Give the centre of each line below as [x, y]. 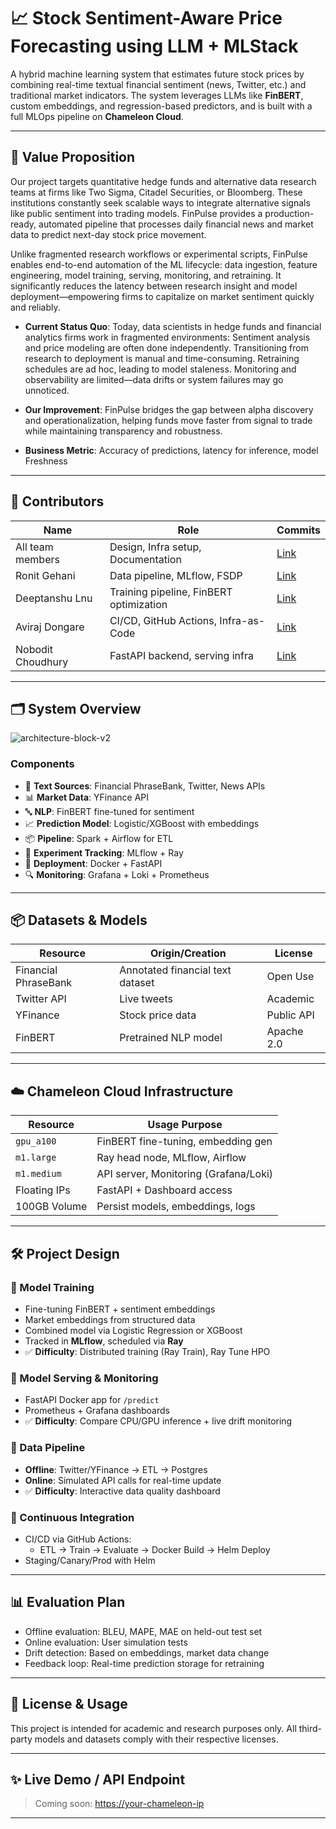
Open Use [290, 977]
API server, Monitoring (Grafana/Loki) [185, 1174]
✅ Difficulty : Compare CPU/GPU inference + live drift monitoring [158, 1421]
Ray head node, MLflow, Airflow [171, 1158]
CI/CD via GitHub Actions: [78, 1539]
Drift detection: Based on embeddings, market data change [147, 1652]
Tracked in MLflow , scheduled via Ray [104, 1341]
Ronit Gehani [45, 575]
